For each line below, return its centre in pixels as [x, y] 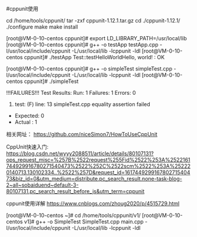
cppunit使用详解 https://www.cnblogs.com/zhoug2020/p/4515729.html [93, 204]
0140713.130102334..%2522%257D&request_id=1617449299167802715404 [98, 172]
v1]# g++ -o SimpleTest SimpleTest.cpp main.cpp [84, 222]
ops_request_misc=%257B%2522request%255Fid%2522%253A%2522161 [98, 160]
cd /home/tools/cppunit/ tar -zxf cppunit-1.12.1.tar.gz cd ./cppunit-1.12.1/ [93, 20]
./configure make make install [42, 27]
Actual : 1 [26, 122]
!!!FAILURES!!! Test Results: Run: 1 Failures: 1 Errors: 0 [71, 93]
